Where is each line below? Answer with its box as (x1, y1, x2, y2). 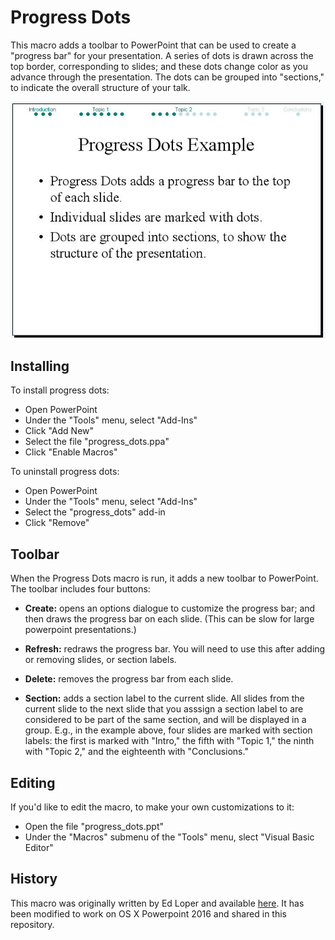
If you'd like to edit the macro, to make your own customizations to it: (10, 801, 295, 813)
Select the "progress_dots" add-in (24, 506, 166, 518)
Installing (10, 357, 70, 375)
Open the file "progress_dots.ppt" (24, 820, 165, 832)
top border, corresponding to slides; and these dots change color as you (10, 60, 308, 72)
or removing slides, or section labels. (24, 654, 177, 666)
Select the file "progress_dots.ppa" (24, 436, 170, 448)
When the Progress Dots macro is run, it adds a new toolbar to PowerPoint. (10, 572, 319, 585)
